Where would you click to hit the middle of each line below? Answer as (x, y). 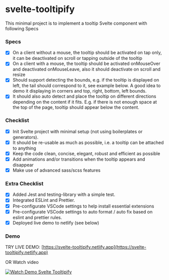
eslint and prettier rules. (37, 217)
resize (19, 75)
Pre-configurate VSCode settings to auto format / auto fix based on (82, 212)
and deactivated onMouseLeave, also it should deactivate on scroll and (86, 69)
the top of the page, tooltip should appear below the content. (76, 107)
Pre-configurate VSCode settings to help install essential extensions (83, 206)
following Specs (22, 28)
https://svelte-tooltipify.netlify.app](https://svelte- (94, 247)
